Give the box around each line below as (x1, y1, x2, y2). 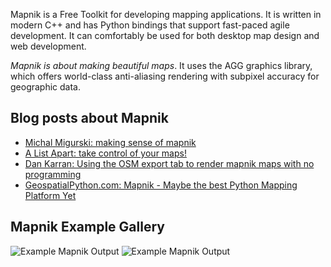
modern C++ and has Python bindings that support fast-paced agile (10, 19, 290, 31)
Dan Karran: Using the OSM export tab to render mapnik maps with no (24, 157, 315, 169)
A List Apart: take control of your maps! (24, 147, 187, 159)
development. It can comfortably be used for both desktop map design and (10, 30, 320, 41)
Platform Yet (24, 189, 77, 201)
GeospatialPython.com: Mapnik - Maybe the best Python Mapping (24, 179, 298, 191)
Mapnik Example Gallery (10, 219, 165, 236)
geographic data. (10, 81, 82, 93)
